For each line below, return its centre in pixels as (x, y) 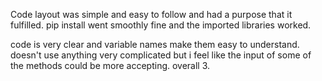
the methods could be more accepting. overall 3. (110, 65)
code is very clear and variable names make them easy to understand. (155, 44)
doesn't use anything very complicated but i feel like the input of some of (161, 55)
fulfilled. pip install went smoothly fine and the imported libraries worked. (161, 25)
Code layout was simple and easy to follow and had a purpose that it (151, 14)
